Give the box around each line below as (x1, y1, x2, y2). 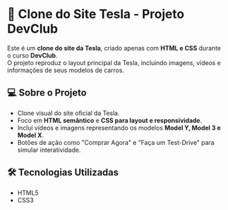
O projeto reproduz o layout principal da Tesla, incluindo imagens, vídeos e (7, 58, 221, 67)
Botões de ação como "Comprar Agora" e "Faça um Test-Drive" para (17, 138, 215, 146)
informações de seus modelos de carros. (7, 66, 125, 74)
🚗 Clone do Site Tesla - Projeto (7, 6, 185, 22)
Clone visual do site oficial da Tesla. (17, 109, 120, 117)
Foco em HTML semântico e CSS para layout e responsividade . (17, 116, 202, 124)
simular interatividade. (17, 146, 81, 154)
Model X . (17, 131, 44, 139)
